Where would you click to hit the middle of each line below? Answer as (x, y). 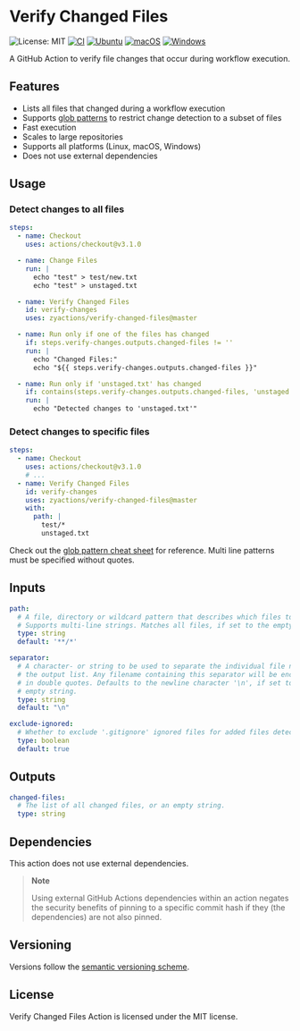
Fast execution (49, 127)
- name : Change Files (58, 261)
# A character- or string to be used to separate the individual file (151, 667)
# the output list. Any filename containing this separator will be (147, 674)
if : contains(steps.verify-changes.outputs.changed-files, (137, 392)
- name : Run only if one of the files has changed (113, 334)
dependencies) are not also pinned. (96, 917)
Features (34, 87)
